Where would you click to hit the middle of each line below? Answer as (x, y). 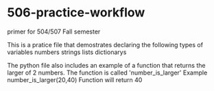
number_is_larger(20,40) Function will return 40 (75, 79)
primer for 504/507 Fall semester (54, 31)
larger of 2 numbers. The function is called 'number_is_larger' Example (107, 73)
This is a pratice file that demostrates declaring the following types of (105, 44)
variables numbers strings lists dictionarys (67, 52)
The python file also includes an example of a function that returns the (106, 65)
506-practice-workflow (76, 13)
